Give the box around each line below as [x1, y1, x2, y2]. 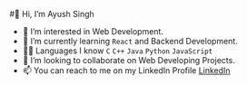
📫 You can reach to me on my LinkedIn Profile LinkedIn [22, 65, 231, 76]
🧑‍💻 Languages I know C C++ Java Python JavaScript [22, 45, 213, 56]
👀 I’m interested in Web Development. [22, 26, 163, 36]
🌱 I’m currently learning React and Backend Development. [22, 36, 238, 46]
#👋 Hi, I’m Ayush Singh [9, 9, 95, 19]
